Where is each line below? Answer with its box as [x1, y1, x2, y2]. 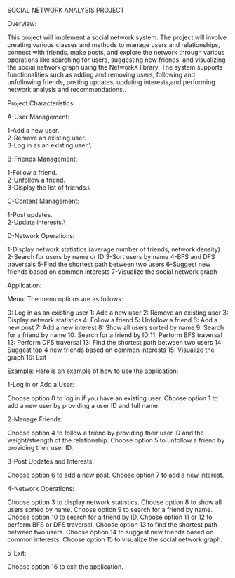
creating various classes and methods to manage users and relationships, [7, 41, 221, 48]
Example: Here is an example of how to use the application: [7, 367, 179, 375]
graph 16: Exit [7, 353, 47, 361]
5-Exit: [7, 549, 27, 557]
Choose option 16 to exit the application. [7, 563, 124, 571]
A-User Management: [7, 112, 70, 121]
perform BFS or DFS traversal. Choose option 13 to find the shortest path [7, 520, 217, 529]
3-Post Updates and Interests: [7, 457, 95, 466]
